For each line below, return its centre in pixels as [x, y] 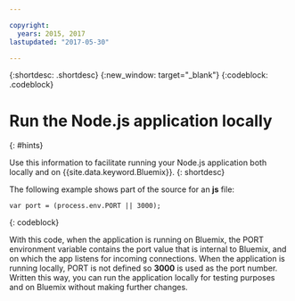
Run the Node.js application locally [141, 121]
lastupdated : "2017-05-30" [59, 42]
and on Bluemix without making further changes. [99, 288]
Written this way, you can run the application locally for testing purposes [142, 278]
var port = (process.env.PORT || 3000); [86, 206]
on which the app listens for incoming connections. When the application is [147, 259]
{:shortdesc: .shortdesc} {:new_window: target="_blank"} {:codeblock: [139, 75]
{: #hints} [26, 146]
